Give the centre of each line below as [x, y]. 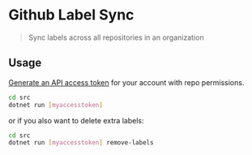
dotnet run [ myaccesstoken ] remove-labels [81, 143]
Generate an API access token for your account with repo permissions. [126, 82]
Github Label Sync [71, 15]
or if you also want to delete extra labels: [76, 120]
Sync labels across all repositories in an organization [116, 37]
